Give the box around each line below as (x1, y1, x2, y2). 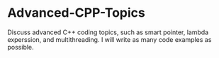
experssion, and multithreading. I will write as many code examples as (7, 35, 212, 43)
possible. (7, 43, 34, 51)
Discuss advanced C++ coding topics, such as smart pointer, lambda (7, 28, 209, 36)
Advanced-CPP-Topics (7, 5, 145, 21)
